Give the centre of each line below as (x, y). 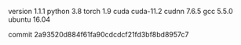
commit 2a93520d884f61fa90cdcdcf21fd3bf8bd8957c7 (99, 35)
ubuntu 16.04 (29, 19)
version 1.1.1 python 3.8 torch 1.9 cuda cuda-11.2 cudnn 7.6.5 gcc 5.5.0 (120, 11)
